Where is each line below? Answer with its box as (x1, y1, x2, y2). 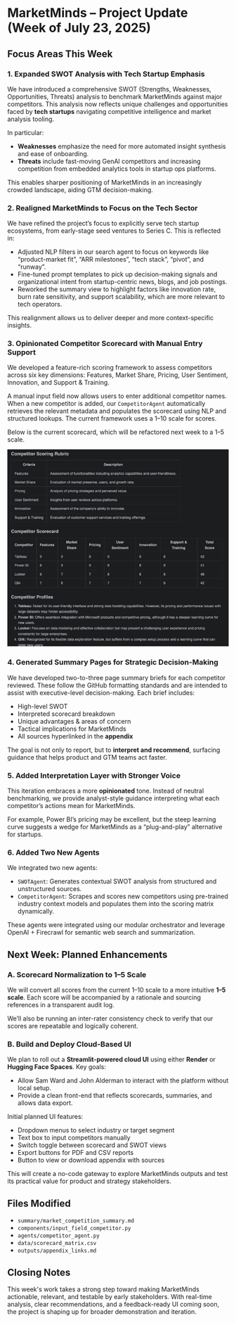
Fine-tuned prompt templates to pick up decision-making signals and (17, 270, 218, 279)
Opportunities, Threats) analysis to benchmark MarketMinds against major (7, 92, 223, 101)
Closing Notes (7, 1266, 71, 1278)
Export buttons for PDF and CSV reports (17, 1149, 134, 1157)
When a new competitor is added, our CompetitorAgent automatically (7, 400, 206, 408)
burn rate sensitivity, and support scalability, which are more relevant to (17, 293, 225, 301)
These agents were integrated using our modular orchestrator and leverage (7, 921, 225, 929)
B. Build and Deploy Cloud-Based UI (7, 1039, 132, 1049)
